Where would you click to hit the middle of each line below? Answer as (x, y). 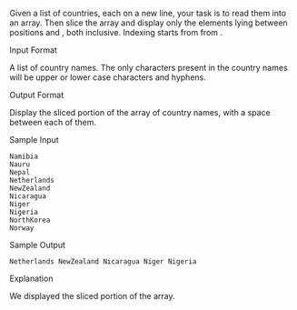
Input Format (33, 50)
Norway (22, 228)
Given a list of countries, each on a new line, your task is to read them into (148, 13)
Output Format (37, 95)
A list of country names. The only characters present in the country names (148, 68)
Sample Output (38, 245)
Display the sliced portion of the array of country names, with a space (140, 112)
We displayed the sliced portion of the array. (92, 296)
